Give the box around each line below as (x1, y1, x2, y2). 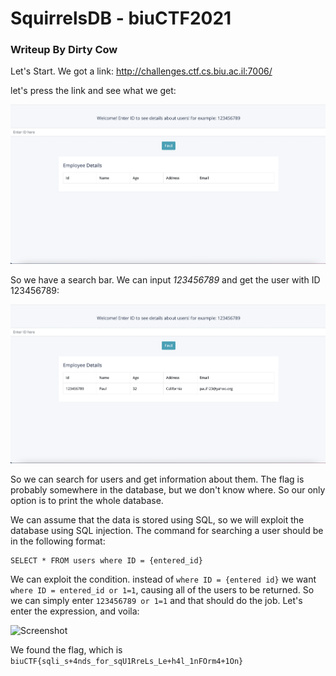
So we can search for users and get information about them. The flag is (10, 473, 305, 485)
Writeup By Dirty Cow (10, 43, 118, 57)
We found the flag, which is (10, 643, 123, 656)
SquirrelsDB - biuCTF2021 (10, 7, 232, 30)
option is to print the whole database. (10, 494, 164, 506)
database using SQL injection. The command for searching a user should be (10, 524, 324, 536)
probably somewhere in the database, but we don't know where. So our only (10, 483, 326, 496)
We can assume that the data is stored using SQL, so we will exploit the (10, 513, 305, 526)
